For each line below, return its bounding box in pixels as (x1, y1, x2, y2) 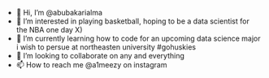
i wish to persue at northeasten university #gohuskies (15, 42, 197, 52)
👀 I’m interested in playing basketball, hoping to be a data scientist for (15, 16, 249, 26)
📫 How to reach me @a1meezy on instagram (15, 60, 167, 69)
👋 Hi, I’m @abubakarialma (15, 8, 103, 17)
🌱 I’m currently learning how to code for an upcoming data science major (15, 33, 261, 43)
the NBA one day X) (15, 25, 83, 34)
